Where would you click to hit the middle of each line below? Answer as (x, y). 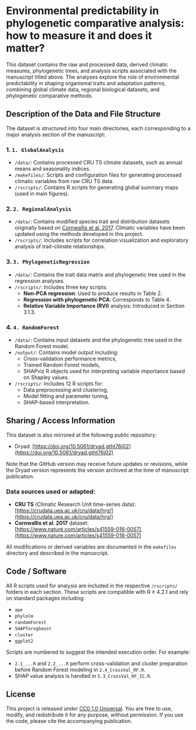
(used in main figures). (42, 194)
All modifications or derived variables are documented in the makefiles (91, 547)
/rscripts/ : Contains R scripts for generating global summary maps (96, 187)
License (21, 694)
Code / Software (37, 571)
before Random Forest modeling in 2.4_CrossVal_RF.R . (80, 670)
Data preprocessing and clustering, (66, 390)
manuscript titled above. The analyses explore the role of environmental (93, 77)
